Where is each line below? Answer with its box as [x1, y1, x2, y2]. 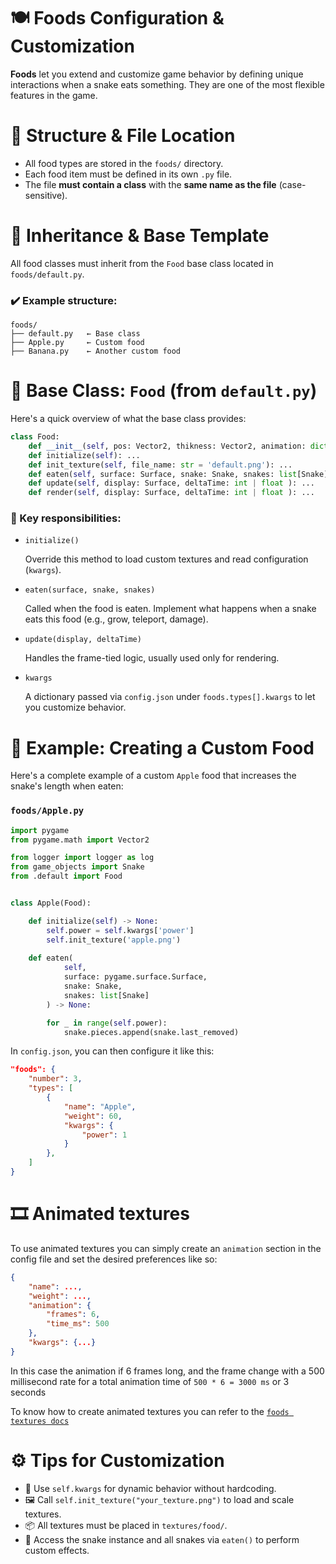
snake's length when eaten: [10, 780, 124, 792]
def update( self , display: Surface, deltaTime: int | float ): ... [28, 478, 315, 489]
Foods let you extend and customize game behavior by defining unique [10, 68, 304, 80]
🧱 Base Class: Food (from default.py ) [10, 380, 318, 402]
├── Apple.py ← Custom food [10, 338, 145, 348]
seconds [10, 1386, 47, 1398]
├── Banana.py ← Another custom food [10, 346, 182, 357]
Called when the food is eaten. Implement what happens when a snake [24, 603, 317, 615]
